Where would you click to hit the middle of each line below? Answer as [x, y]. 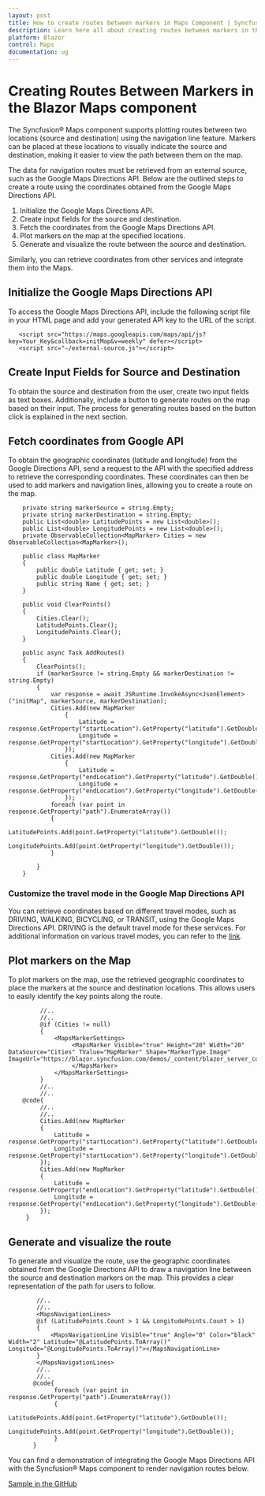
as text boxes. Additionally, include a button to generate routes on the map [129, 400]
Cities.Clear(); [63, 619]
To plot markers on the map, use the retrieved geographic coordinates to [126, 979]
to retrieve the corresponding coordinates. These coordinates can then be [129, 477]
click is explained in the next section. [68, 416]
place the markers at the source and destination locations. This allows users [132, 988]
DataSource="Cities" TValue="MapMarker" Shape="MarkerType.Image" [119, 1052]
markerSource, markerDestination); [109, 701]
